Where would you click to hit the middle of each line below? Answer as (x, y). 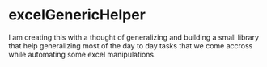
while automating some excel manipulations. (82, 54)
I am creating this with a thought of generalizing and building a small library (134, 37)
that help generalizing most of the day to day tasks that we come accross (131, 45)
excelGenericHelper (77, 15)
